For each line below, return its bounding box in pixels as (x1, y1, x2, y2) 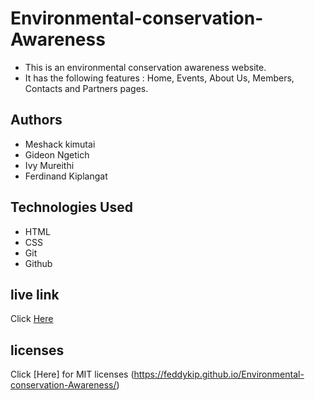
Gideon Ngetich (24, 148, 90, 161)
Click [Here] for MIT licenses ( (10, 368, 135, 381)
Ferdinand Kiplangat (24, 170, 108, 182)
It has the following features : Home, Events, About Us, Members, (24, 72, 295, 84)
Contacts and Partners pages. (24, 82, 149, 94)
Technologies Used (10, 199, 133, 216)
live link (10, 286, 60, 303)
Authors (10, 112, 63, 129)
